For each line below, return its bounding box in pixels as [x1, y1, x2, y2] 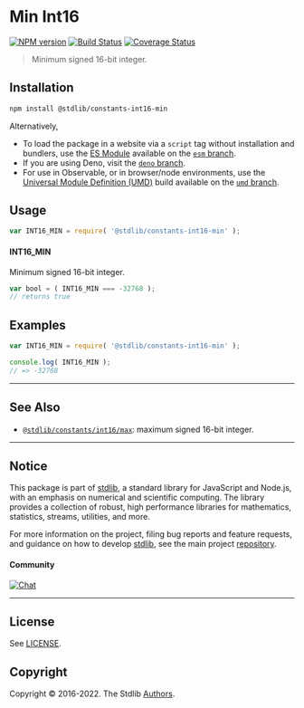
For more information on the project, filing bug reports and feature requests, [9, 529, 292, 540]
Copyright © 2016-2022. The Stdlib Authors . [9, 688, 176, 699]
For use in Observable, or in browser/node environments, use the [22, 167, 266, 177]
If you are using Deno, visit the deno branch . [22, 157, 186, 168]
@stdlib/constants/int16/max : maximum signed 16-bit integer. [22, 424, 255, 435]
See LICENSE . [9, 638, 62, 649]
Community [9, 559, 55, 569]
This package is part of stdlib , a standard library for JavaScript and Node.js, [9, 483, 292, 493]
